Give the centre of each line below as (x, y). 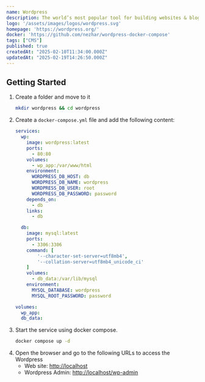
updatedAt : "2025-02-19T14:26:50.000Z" (57, 58)
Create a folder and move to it (52, 97)
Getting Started (36, 82)
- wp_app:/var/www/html (62, 165)
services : (28, 131)
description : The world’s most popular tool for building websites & (97, 18)
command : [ (40, 250)
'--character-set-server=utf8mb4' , (83, 256)
